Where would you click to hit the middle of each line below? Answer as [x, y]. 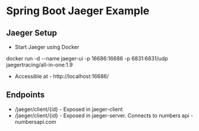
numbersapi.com [35, 122]
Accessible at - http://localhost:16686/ [62, 76]
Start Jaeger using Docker [47, 47]
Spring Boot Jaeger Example [78, 11]
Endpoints [26, 95]
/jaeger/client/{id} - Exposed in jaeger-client [69, 109]
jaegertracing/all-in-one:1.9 [40, 65]
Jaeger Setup [32, 33]
